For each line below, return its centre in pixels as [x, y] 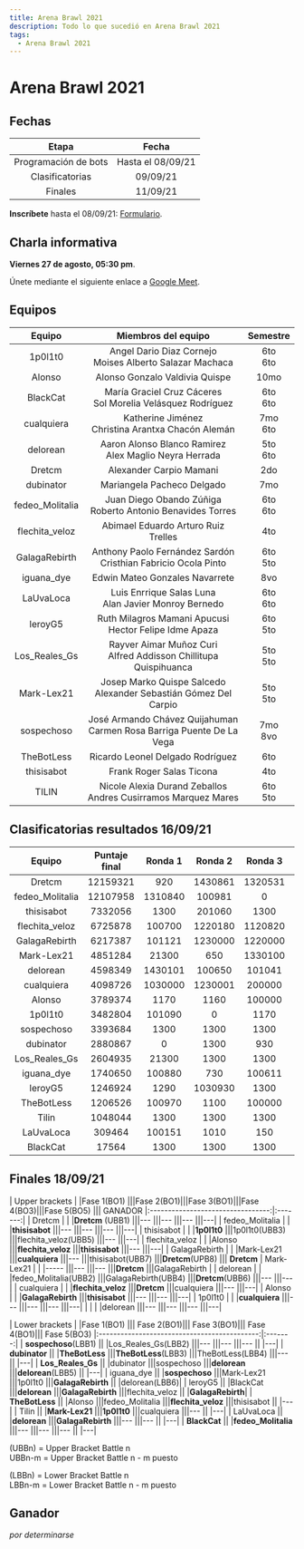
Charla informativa [63, 242]
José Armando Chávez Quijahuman [163, 719]
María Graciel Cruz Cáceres [163, 392]
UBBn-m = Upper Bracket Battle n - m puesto [94, 1457]
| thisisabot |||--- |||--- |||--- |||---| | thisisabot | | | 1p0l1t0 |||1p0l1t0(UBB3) [148, 1230]
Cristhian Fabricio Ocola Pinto [163, 563]
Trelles [163, 537]
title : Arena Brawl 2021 [56, 18]
